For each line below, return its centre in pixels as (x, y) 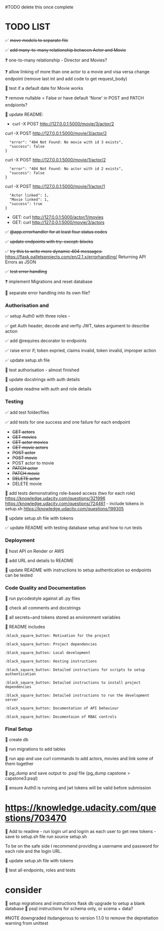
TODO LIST (28, 27)
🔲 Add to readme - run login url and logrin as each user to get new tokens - (81, 831)
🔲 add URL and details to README (40, 560)
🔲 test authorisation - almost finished (42, 370)
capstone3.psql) (21, 778)
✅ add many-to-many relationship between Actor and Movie (66, 50)
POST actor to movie (33, 463)
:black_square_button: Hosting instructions (51, 661)
